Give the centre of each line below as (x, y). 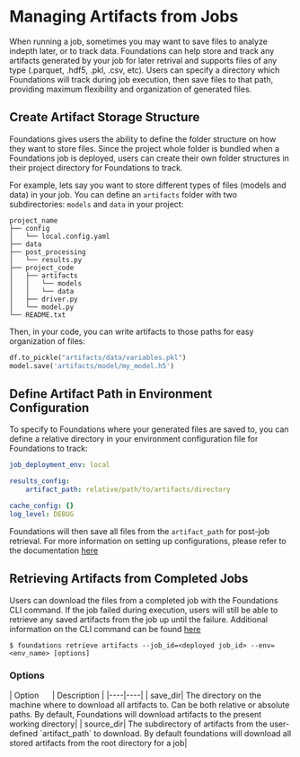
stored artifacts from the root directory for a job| (98, 743)
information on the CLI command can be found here (105, 629)
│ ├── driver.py (44, 299)
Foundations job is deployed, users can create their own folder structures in (150, 158)
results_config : (40, 481)
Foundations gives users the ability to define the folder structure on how (143, 139)
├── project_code (42, 268)
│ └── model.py (42, 307)
